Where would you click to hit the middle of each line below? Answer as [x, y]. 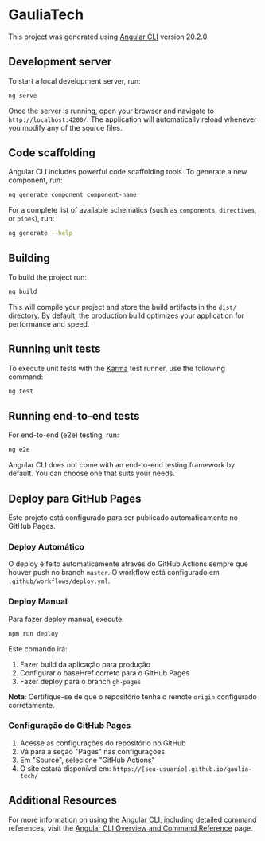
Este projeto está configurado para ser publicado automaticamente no [123, 518]
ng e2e [19, 450]
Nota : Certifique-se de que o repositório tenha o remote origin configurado [132, 696]
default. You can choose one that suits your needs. [92, 473]
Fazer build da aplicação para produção [85, 664]
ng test [21, 391]
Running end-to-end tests [74, 416]
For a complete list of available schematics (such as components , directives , [132, 210]
